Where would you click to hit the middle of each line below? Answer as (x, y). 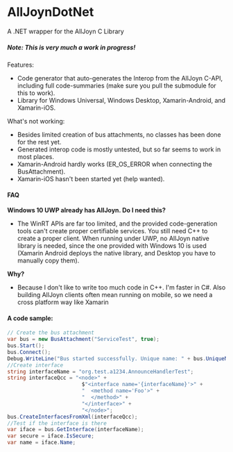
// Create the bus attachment (51, 333)
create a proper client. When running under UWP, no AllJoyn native (113, 238)
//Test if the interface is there (57, 423)
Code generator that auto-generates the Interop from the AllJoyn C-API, (120, 78)
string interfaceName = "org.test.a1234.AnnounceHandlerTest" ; (101, 371)
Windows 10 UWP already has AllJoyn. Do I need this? (87, 210)
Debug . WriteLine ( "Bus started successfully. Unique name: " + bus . (107, 358)
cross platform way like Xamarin (63, 302)
